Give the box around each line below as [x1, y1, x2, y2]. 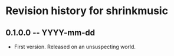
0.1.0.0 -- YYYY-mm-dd [5, 28, 96, 38]
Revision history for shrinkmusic [5, 4, 169, 18]
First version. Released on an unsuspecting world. [14, 43, 136, 50]
